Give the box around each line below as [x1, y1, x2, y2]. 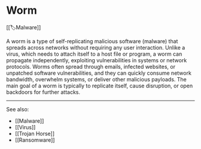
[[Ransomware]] [14, 136, 55, 144]
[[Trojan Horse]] [14, 130, 55, 137]
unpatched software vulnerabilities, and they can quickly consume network [6, 69, 191, 77]
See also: [6, 105, 29, 112]
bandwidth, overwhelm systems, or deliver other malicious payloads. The [6, 75, 187, 83]
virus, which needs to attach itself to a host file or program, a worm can [6, 50, 182, 57]
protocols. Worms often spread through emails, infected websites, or [6, 63, 175, 70]
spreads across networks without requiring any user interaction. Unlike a [6, 44, 185, 51]
